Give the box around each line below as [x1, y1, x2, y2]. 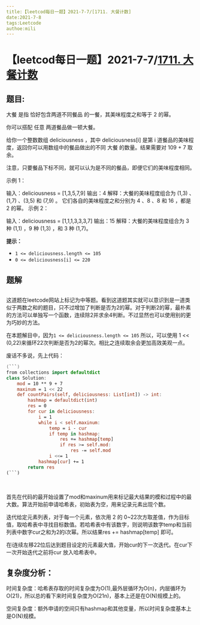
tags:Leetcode [6, 20, 42, 26]
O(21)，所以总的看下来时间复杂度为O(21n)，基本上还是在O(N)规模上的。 [6, 592, 184, 600]
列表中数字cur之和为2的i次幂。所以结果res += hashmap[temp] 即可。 [6, 528, 177, 536]
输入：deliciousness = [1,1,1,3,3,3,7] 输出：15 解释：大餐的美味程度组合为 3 [6, 217, 190, 225]
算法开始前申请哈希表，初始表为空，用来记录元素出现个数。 [22, 500, 169, 507]
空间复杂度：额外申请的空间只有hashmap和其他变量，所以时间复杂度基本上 [6, 605, 192, 612]
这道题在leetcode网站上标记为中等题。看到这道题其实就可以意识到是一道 [6, 296, 186, 304]
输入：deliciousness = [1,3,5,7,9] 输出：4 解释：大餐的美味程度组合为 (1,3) [6, 190, 188, 197]
